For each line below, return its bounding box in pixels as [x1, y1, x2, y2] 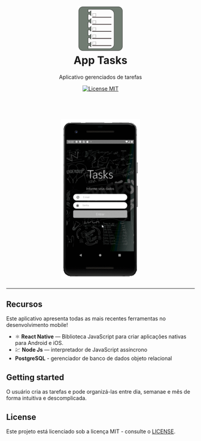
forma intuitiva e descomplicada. [6, 395, 87, 402]
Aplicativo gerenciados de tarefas [59, 73, 142, 80]
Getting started [6, 372, 65, 382]
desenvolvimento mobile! [6, 322, 68, 329]
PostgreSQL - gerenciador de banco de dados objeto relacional [14, 355, 172, 362]
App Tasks [74, 53, 127, 67]
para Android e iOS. [14, 340, 64, 347]
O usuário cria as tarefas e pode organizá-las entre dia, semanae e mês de [6, 388, 190, 395]
